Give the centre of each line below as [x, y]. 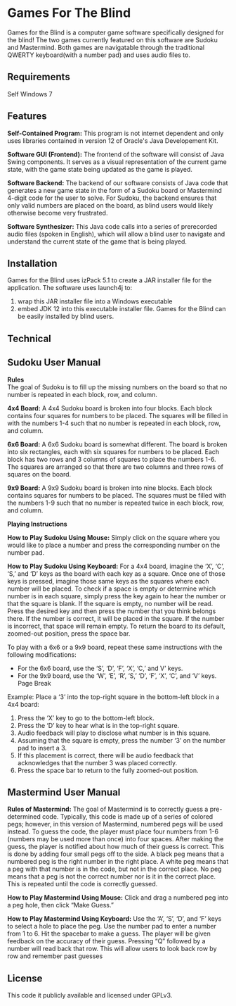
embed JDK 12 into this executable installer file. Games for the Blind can [122, 309]
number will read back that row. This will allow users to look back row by [112, 949]
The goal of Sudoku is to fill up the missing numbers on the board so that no [117, 387]
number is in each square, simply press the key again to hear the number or [117, 596]
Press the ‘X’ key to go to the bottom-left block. [86, 718]
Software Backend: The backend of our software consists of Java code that [118, 183]
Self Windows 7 [30, 94]
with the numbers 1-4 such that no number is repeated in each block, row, [114, 423]
